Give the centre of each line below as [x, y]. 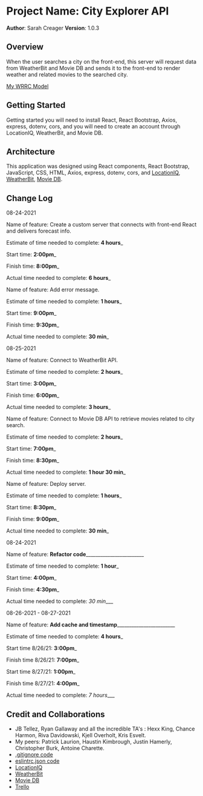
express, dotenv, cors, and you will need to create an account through [93, 126]
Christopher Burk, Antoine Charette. [60, 748]
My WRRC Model [27, 86]
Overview [25, 47]
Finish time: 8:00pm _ [33, 266]
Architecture [31, 152]
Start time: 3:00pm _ [31, 383]
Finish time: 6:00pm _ [33, 396]
